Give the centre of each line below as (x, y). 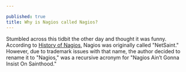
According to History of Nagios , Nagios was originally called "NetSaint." (93, 45)
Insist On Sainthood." (31, 64)
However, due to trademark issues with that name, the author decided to (93, 51)
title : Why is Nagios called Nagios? (52, 22)
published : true (26, 16)
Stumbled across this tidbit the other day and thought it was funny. (86, 39)
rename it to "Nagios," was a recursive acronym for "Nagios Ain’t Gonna (93, 57)
